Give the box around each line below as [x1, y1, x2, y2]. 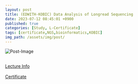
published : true [5, 21, 38, 26]
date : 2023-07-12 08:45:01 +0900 [5, 16, 74, 21]
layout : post [5, 7, 32, 12]
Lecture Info [5, 63, 30, 69]
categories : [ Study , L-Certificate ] [5, 26, 80, 31]
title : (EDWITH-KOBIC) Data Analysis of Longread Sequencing [5, 12, 134, 17]
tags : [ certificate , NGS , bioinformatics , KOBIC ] [5, 30, 103, 35]
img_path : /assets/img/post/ [5, 35, 65, 40]
